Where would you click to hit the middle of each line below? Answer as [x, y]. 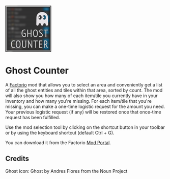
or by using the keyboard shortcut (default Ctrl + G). [60, 132]
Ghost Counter [37, 71]
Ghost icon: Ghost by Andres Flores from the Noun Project [66, 171]
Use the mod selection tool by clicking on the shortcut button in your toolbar [85, 127]
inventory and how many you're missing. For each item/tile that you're [78, 101]
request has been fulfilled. [33, 117]
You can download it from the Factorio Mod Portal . [58, 142]
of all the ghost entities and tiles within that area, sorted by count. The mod [84, 90]
